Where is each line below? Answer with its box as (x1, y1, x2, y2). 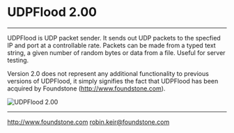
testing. (7, 56, 29, 64)
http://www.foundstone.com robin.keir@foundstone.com (7, 118, 170, 126)
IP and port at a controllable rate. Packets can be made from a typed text (7, 41, 216, 49)
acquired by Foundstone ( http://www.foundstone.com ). (7, 84, 166, 93)
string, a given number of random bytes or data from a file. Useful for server (7, 48, 226, 56)
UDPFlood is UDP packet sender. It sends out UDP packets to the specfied (7, 33, 221, 42)
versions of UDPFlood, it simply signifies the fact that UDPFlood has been (7, 77, 219, 85)
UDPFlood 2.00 (7, 4, 97, 20)
